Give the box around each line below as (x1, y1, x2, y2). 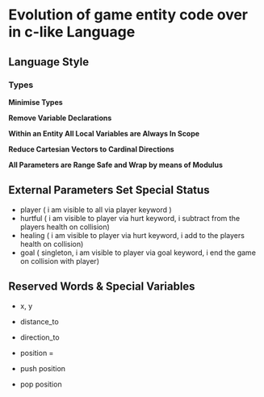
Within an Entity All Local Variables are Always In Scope (8, 128, 200, 138)
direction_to (19, 332, 60, 342)
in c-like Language (8, 23, 136, 41)
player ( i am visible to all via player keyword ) (19, 204, 172, 215)
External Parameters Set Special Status (8, 183, 210, 197)
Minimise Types (8, 97, 63, 107)
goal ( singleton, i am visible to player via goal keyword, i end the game (19, 248, 257, 257)
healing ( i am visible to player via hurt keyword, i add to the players (19, 230, 245, 240)
